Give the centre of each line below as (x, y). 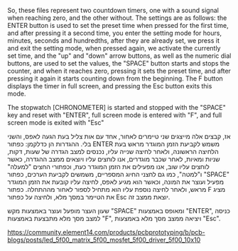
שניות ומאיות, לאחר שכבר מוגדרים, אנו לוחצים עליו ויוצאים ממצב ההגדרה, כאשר (114, 159)
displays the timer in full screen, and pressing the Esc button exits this (110, 86)
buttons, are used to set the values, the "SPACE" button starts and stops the (118, 63)
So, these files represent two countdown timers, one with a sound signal (113, 10)
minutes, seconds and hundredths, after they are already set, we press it (114, 41)
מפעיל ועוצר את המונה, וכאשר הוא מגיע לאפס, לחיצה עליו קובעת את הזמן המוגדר (116, 182)
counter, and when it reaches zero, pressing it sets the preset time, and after (119, 71)
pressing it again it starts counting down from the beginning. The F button (115, 78)
